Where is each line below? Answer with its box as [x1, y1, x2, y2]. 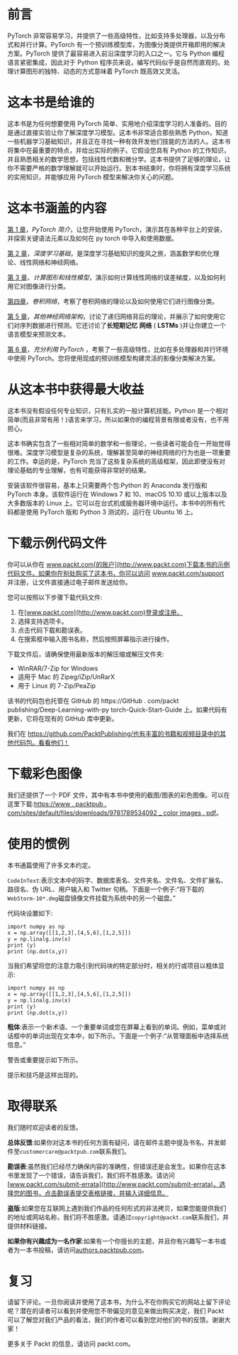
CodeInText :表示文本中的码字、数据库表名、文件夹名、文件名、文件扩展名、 [7, 876, 227, 884]
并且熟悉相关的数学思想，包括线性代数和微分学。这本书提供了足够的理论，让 [7, 154, 231, 164]
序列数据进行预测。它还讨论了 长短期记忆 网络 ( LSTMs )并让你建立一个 [19, 321, 227, 329]
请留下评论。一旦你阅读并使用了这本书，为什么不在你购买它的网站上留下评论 [7, 1298, 231, 1307]
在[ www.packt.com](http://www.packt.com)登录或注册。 [17, 608, 183, 616]
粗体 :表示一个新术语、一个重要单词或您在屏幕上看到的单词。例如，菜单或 [7, 1022, 221, 1031]
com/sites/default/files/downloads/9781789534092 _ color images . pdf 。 [7, 808, 223, 817]
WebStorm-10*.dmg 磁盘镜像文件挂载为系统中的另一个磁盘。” [7, 894, 176, 902]
